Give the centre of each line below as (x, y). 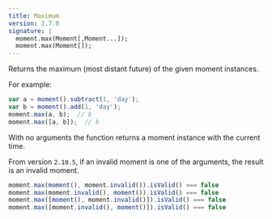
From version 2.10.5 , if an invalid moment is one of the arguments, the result (136, 162)
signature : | (30, 31)
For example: (30, 85)
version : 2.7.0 (34, 23)
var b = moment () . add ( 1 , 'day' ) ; (65, 107)
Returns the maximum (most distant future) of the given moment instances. (134, 69)
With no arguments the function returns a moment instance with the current (134, 137)
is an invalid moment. (44, 170)
